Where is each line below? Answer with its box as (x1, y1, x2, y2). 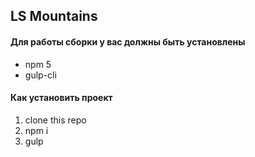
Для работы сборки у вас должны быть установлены (10, 35, 246, 48)
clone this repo (24, 114, 87, 126)
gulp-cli (24, 69, 57, 81)
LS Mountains (10, 8, 98, 25)
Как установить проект (10, 92, 113, 104)
